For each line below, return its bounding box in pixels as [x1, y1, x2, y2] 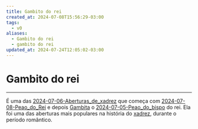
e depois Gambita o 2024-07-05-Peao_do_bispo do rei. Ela [47, 104, 191, 111]
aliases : [6, 31, 28, 37]
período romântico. [6, 116, 53, 123]
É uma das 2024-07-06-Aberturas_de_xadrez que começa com [6, 97, 160, 104]
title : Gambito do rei [6, 8, 62, 15]
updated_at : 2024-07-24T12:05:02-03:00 [6, 47, 104, 53]
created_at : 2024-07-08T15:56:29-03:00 [6, 14, 104, 20]
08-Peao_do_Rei [6, 104, 46, 111]
